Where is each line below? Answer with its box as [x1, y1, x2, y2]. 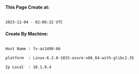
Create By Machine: [5, 30, 49, 36]
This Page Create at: [5, 4, 50, 10]
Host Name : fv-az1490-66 [5, 46, 61, 52]
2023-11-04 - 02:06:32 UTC [5, 20, 63, 25]
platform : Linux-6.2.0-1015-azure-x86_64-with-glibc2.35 [5, 56, 134, 61]
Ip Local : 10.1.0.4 [5, 65, 52, 70]
